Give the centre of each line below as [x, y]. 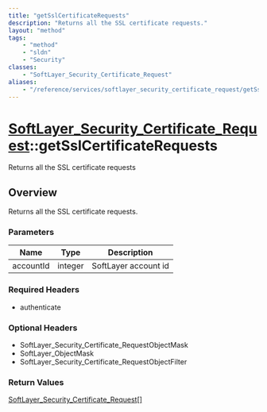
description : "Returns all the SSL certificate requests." [108, 23]
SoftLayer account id [130, 266]
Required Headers [44, 290]
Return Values [36, 382]
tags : [17, 38]
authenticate [40, 307]
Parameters [31, 233]
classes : [23, 67]
